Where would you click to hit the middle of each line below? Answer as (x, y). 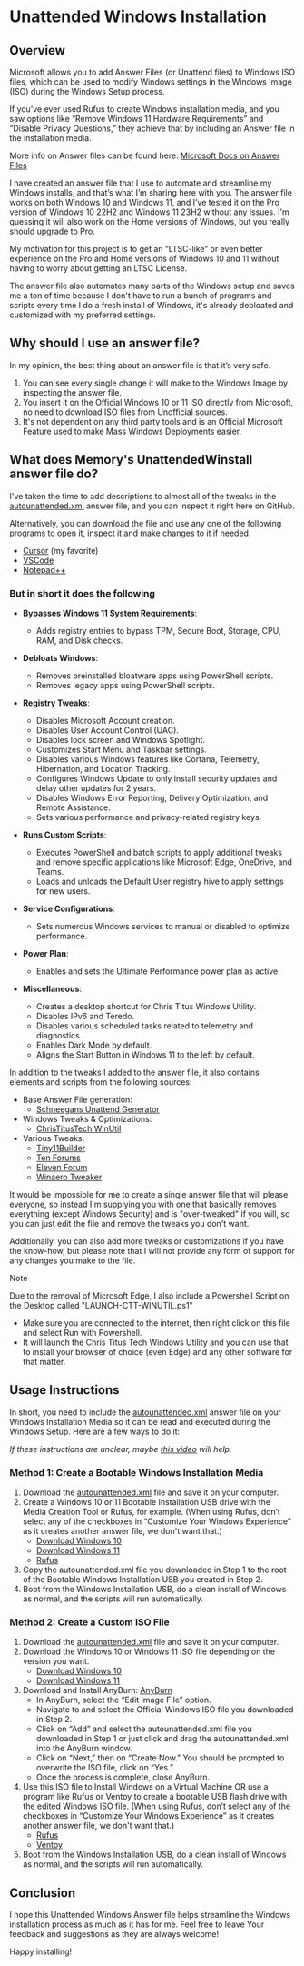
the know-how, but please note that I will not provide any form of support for (152, 1250)
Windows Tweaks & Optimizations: (87, 1118)
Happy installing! (41, 1951)
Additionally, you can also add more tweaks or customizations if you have (147, 1241)
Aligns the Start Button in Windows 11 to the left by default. (146, 1054)
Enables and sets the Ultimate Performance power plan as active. (158, 971)
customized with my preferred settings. (83, 315)
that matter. (44, 1361)
